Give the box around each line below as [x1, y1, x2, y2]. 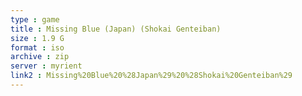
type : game [10, 14, 60, 25]
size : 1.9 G [10, 33, 65, 43]
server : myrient [10, 61, 83, 71]
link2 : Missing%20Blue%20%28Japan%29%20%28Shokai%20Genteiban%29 [10, 71, 293, 81]
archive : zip [10, 52, 70, 62]
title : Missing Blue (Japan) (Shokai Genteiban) [10, 24, 222, 34]
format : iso [10, 42, 65, 53]
